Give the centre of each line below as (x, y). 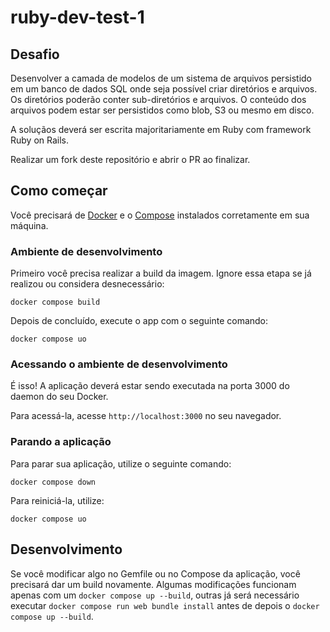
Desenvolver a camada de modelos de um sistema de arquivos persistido (161, 78)
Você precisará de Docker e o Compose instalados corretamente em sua (160, 215)
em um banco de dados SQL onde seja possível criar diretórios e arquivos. (164, 89)
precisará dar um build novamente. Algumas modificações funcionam (153, 584)
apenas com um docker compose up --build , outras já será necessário (155, 595)
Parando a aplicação (61, 442)
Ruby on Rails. (40, 140)
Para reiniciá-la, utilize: (57, 500)
